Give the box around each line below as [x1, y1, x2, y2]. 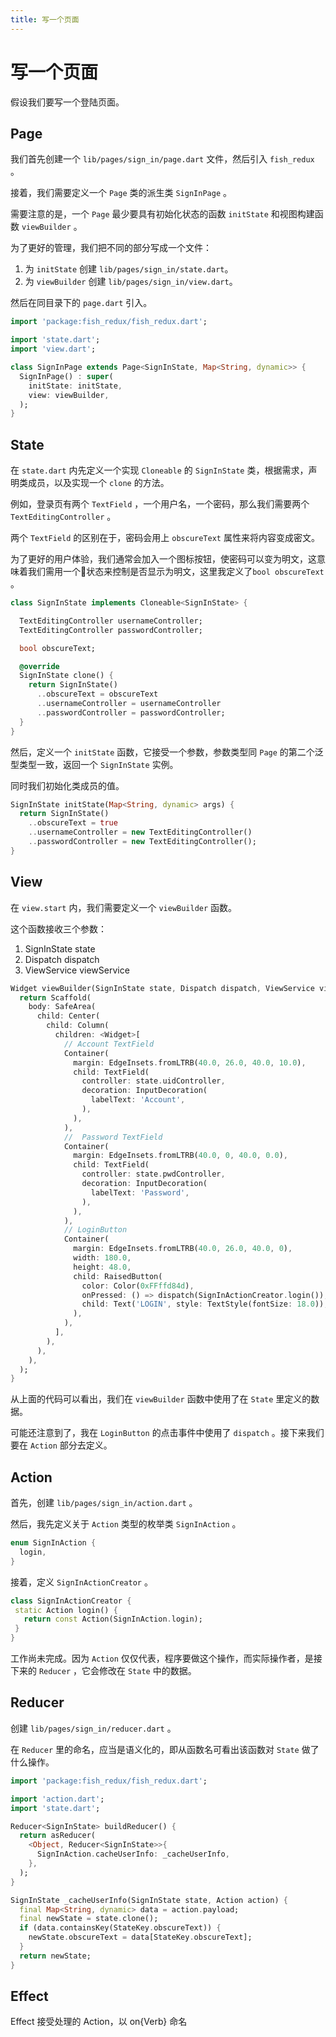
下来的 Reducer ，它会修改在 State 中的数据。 [10, 1665, 197, 1677]
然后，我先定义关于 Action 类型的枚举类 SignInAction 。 [10, 1518, 242, 1530]
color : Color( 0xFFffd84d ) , [81, 1281, 195, 1291]
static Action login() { [14, 1605, 118, 1615]
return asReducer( [19, 1831, 97, 1841]
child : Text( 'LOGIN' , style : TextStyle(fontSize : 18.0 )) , [81, 1299, 329, 1310]
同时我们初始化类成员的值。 [10, 779, 125, 791]
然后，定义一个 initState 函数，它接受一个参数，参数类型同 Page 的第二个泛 [10, 746, 324, 758]
